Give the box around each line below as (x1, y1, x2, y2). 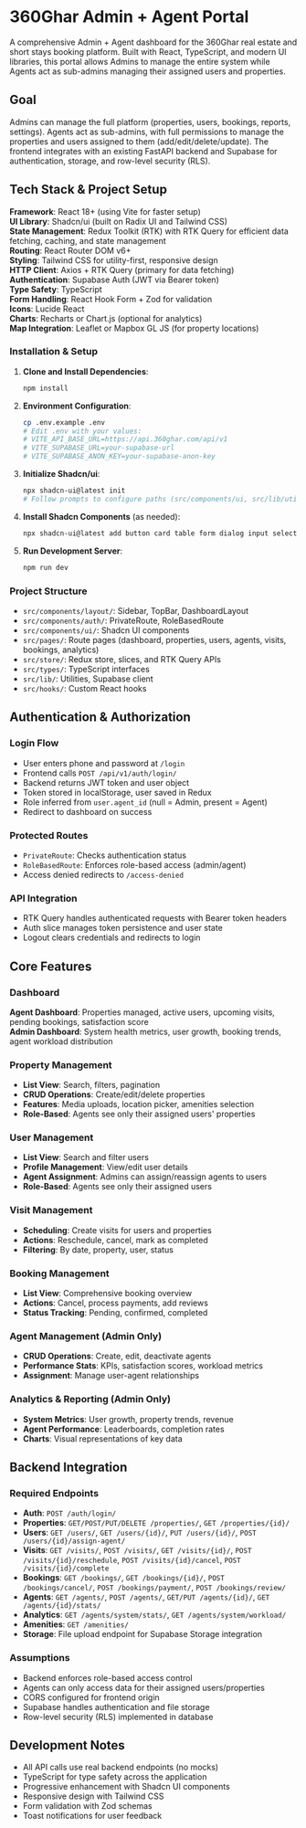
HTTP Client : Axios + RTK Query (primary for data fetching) (9, 264, 235, 275)
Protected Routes (9, 829, 89, 841)
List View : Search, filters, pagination (22, 1080, 161, 1091)
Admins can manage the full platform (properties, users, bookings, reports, (9, 116, 291, 127)
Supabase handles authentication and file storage (22, 1701, 210, 1712)
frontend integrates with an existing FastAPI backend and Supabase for (9, 145, 278, 156)
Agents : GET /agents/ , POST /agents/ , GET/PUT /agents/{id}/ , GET (22, 1591, 270, 1602)
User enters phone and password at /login (22, 757, 185, 768)
